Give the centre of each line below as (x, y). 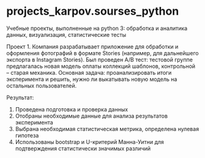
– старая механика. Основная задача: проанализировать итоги (89, 72)
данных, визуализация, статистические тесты (66, 34)
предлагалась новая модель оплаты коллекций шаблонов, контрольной (101, 66)
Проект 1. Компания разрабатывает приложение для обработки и (92, 47)
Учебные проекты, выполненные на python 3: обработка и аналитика (97, 28)
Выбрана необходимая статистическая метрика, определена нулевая (107, 129)
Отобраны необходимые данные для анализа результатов (91, 116)
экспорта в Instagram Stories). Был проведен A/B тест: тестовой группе (99, 59)
